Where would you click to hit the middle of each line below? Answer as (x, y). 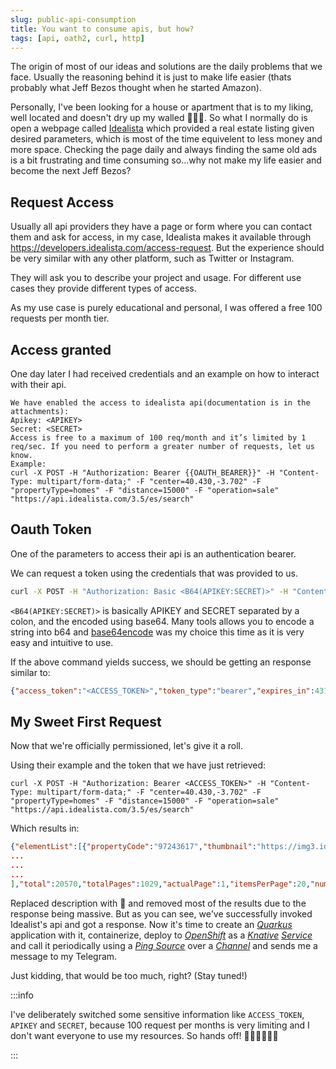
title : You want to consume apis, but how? (102, 29)
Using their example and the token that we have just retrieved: (138, 765)
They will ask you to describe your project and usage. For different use (156, 278)
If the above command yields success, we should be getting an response (161, 662)
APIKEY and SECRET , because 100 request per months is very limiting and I (160, 1025)
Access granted (61, 349)
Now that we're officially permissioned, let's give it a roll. (127, 746)
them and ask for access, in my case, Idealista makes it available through (161, 237)
